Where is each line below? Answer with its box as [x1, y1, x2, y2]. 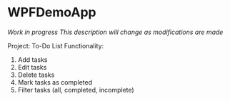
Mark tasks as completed [17, 78, 93, 86]
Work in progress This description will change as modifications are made [7, 28, 224, 36]
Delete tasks [17, 70, 55, 79]
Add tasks [17, 55, 48, 64]
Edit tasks [17, 63, 47, 71]
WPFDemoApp [7, 4, 96, 21]
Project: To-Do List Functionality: [7, 41, 104, 50]
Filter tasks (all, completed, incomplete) [17, 85, 134, 94]
